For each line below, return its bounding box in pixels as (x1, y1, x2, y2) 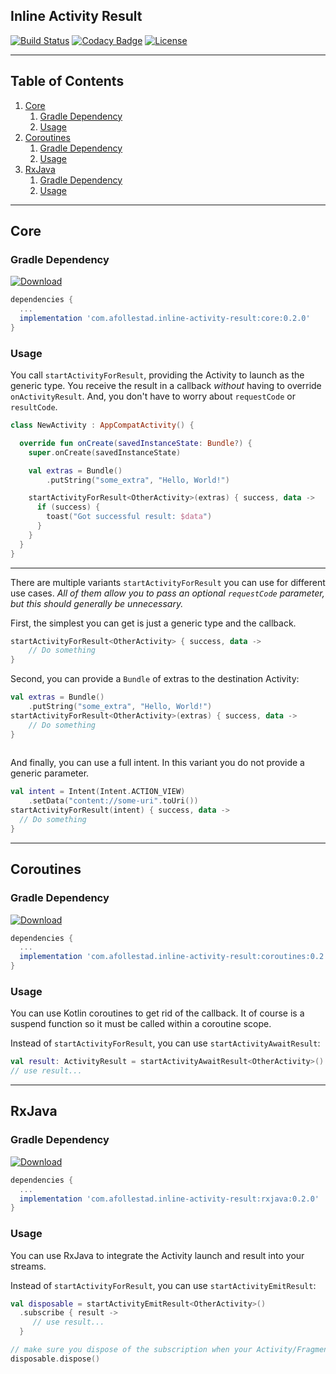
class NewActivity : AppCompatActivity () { (10, 420, 195, 431)
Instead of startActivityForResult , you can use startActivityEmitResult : (10, 1279, 317, 1291)
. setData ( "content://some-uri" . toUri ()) (28, 796, 199, 806)
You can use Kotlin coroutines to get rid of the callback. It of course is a (10, 1007, 305, 1019)
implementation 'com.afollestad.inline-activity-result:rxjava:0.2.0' (19, 1194, 320, 1204)
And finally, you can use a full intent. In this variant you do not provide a (10, 757, 305, 769)
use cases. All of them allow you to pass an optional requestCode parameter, (10, 587, 325, 599)
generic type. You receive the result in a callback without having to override (10, 380, 322, 392)
